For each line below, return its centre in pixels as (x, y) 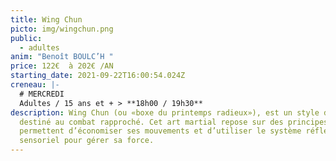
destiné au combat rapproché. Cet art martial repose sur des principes (174, 122)
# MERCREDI (42, 94)
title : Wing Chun (46, 19)
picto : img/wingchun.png (62, 29)
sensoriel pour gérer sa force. (87, 141)
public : (26, 38)
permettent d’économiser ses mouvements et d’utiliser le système (160, 131)
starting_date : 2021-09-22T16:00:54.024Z (98, 76)
